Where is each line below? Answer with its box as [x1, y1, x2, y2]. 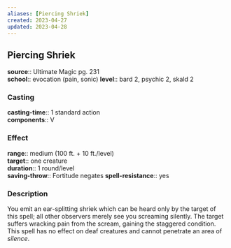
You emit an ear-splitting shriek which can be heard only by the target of [7, 205, 216, 213]
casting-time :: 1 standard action [7, 108, 100, 117]
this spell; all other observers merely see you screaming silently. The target [7, 212, 224, 221]
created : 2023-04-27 [7, 17, 68, 24]
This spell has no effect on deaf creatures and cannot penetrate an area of [7, 227, 223, 235]
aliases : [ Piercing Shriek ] [7, 10, 90, 17]
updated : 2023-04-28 [7, 23, 68, 30]
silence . [7, 235, 30, 243]
